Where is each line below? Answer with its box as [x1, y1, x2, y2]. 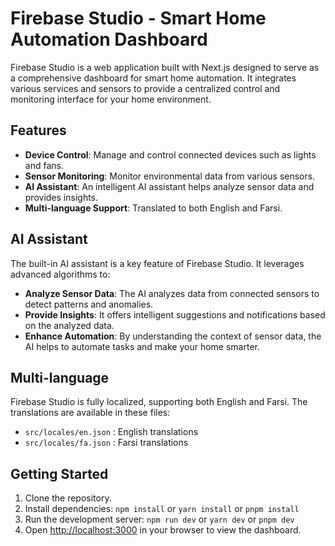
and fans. [24, 159, 64, 171]
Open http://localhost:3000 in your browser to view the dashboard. [24, 524, 302, 536]
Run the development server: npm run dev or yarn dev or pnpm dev [24, 513, 295, 526]
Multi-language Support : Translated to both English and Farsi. [24, 202, 283, 214]
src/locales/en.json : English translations [24, 426, 199, 438]
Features [10, 122, 67, 139]
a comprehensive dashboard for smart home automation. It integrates [10, 72, 297, 84]
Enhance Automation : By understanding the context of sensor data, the [24, 330, 322, 342]
